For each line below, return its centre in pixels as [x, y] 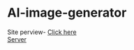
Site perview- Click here [42, 32]
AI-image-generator [67, 13]
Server [17, 39]
